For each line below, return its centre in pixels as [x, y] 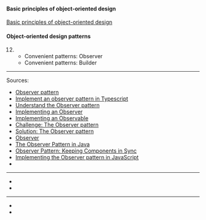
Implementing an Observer [49, 112]
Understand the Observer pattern [57, 105]
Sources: [18, 80]
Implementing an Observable [52, 118]
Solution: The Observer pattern [54, 131]
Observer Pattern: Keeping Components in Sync [76, 151]
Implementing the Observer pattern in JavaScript [77, 157]
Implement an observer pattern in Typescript [72, 99]
